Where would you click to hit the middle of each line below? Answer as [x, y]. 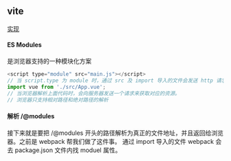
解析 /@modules [31, 116]
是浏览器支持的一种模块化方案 [49, 61]
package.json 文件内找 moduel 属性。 [68, 150]
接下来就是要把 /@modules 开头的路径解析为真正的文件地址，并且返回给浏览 [115, 133]
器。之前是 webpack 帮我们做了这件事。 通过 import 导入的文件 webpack [111, 141]
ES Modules [25, 45]
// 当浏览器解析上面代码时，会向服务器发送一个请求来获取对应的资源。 [93, 93]
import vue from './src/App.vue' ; [57, 87]
